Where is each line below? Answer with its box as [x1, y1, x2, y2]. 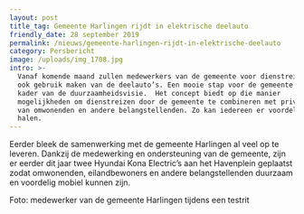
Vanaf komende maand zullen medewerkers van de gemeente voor [17, 72, 257, 81]
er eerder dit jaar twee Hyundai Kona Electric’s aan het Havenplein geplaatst [9, 158, 293, 169]
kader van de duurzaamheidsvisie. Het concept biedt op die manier [17, 88, 281, 98]
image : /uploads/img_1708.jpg [9, 55, 124, 64]
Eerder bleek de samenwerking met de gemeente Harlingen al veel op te [9, 139, 280, 150]
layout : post [9, 13, 59, 23]
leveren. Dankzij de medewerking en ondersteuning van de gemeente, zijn [9, 148, 287, 159]
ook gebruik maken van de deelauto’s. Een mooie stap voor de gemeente [17, 80, 294, 89]
